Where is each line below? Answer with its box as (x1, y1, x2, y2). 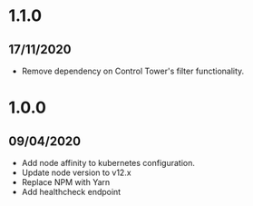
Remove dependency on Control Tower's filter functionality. (21, 65, 245, 76)
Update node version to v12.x (21, 167, 132, 178)
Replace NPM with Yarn (21, 177, 111, 187)
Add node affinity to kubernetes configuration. (21, 158, 196, 168)
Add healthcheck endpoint (21, 187, 122, 197)
